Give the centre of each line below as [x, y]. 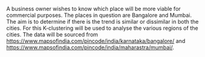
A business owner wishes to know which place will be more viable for [94, 9]
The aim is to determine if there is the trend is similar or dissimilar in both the [103, 22]
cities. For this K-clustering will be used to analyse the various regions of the [102, 28]
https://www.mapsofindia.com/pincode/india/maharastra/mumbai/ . [90, 47]
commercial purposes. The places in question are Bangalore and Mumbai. [99, 15]
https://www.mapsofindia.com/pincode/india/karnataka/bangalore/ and [96, 41]
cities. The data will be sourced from [52, 35]
